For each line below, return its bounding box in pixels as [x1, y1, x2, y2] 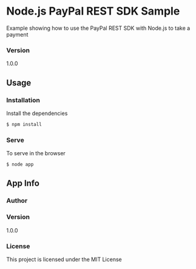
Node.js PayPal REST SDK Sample [6, 4, 180, 18]
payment [6, 30, 29, 38]
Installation [6, 96, 41, 104]
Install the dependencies [6, 110, 68, 117]
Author [6, 197, 28, 205]
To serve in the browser [6, 150, 66, 157]
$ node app [6, 161, 34, 168]
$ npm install [6, 121, 42, 127]
